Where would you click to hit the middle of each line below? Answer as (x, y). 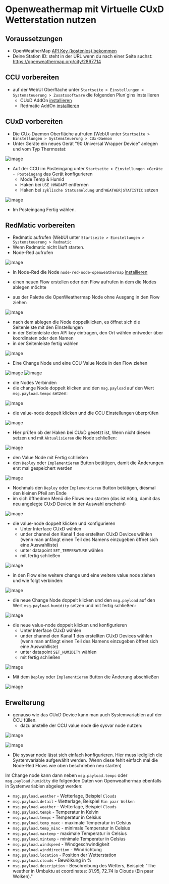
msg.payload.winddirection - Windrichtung (57, 850)
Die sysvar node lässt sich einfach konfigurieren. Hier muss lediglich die (88, 755)
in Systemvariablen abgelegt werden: (44, 786)
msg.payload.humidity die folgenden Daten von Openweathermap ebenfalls (83, 781)
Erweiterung (25, 702)
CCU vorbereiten (32, 78)
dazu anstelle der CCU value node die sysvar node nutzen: (81, 725)
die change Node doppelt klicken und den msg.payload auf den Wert (83, 388)
